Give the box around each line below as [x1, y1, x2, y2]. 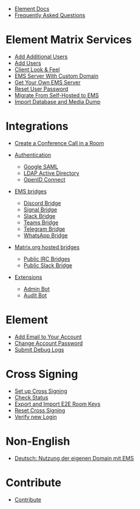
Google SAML [23, 163, 59, 170]
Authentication [14, 151, 52, 159]
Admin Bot [23, 285, 50, 292]
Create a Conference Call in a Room [14, 139, 104, 146]
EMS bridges [14, 188, 47, 195]
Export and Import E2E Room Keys [14, 400, 101, 408]
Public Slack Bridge [23, 261, 73, 269]
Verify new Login [14, 413, 57, 420]
